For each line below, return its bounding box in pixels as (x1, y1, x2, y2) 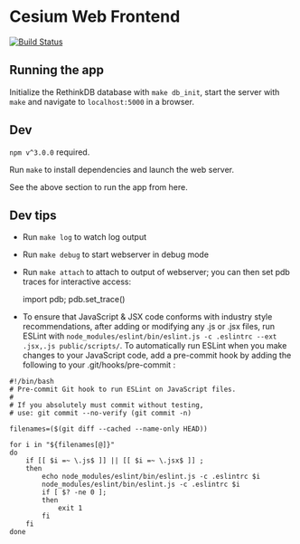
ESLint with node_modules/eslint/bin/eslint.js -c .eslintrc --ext (22, 330, 277, 341)
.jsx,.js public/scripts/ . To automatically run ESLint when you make (22, 340, 287, 351)
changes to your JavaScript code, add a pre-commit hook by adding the (22, 350, 292, 361)
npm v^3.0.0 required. (9, 147, 90, 157)
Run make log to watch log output (22, 232, 147, 243)
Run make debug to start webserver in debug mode (22, 249, 210, 260)
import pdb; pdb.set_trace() (22, 294, 126, 305)
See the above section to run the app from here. (9, 181, 188, 192)
